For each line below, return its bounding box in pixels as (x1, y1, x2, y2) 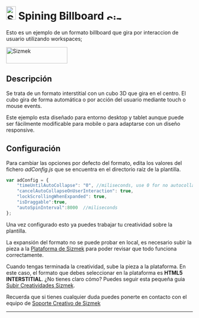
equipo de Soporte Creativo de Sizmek (6, 300, 101, 307)
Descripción (6, 74, 52, 84)
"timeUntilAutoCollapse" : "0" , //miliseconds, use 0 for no (17, 183, 168, 189)
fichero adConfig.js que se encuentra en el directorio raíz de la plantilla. (6, 166, 181, 173)
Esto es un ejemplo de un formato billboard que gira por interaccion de (6, 28, 179, 36)
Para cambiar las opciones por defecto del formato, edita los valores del (6, 159, 182, 166)
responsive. (6, 126, 35, 133)
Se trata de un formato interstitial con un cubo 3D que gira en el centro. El (6, 90, 187, 97)
